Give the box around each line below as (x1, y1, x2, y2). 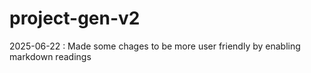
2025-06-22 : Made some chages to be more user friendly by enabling (9, 40, 301, 52)
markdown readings (9, 50, 92, 62)
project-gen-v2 (9, 7, 141, 30)
